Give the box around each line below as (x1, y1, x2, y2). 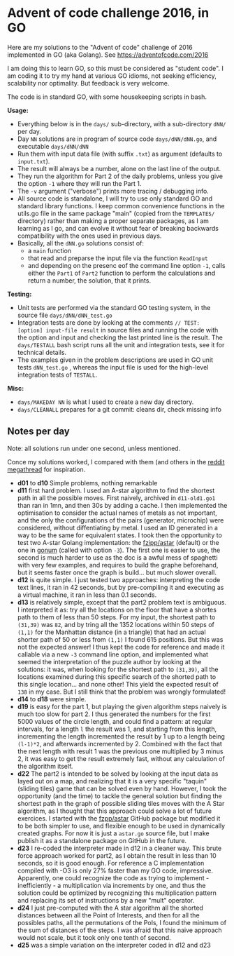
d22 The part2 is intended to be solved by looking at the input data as (17, 769, 219, 778)
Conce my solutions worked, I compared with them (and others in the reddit (7, 457, 225, 466)
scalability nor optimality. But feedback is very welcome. (7, 79, 170, 87)
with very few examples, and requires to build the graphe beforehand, (17, 560, 219, 569)
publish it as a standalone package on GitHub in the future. (17, 836, 187, 844)
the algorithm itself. (17, 762, 73, 770)
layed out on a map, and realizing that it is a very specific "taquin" (17, 776, 207, 785)
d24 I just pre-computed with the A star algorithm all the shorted (17, 903, 204, 912)
